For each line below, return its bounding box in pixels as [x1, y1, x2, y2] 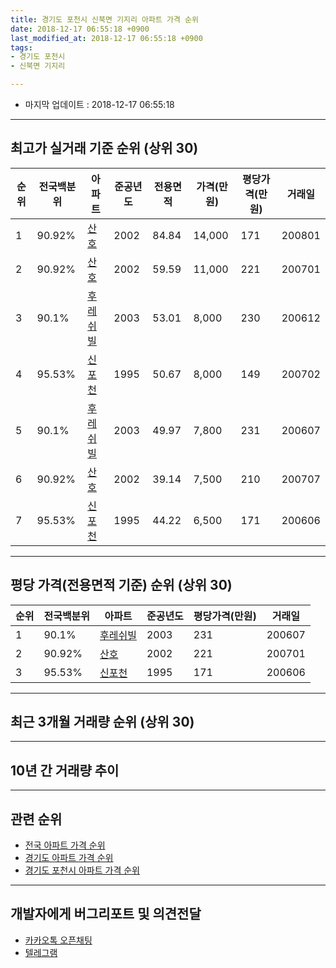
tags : [10, 42, 33, 53]
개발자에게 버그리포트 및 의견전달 [10, 906, 202, 923]
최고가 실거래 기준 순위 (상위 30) [10, 140, 199, 157]
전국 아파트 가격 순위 [24, 839, 106, 851]
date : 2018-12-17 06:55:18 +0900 [10, 24, 150, 34]
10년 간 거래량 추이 [10, 762, 120, 779]
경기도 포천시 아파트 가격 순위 [24, 864, 140, 876]
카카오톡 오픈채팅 [24, 934, 93, 946]
